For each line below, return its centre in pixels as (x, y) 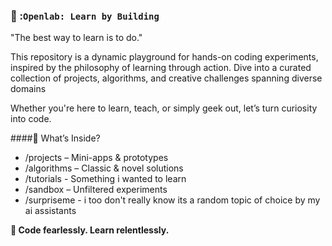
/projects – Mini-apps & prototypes (96, 158)
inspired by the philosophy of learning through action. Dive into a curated (161, 68)
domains (28, 89)
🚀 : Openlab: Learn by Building (85, 16)
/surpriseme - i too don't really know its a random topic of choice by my (172, 200)
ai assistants (50, 211)
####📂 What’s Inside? (55, 138)
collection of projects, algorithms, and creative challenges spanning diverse (166, 78)
